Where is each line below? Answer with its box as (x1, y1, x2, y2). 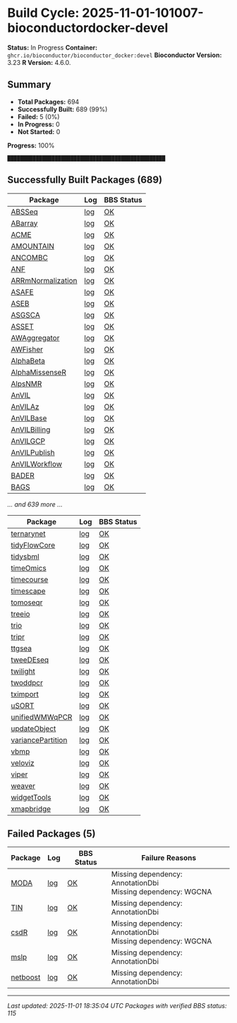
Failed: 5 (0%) (17, 112, 60, 121)
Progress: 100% (7, 141, 55, 150)
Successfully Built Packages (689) (7, 174, 163, 186)
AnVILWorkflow (11, 459, 62, 468)
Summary (7, 79, 51, 91)
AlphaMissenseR (11, 367, 67, 377)
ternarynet (11, 528, 46, 538)
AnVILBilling (11, 425, 51, 435)
